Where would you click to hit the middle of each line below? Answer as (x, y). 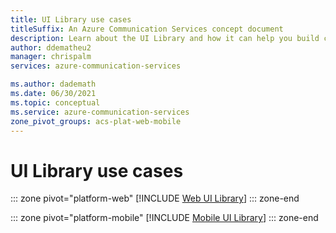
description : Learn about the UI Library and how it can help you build (165, 38)
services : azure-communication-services (96, 66)
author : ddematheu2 (51, 47)
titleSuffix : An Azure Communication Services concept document (147, 29)
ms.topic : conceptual (55, 102)
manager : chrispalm (51, 57)
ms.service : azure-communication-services (100, 112)
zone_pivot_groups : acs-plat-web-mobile (96, 121)
